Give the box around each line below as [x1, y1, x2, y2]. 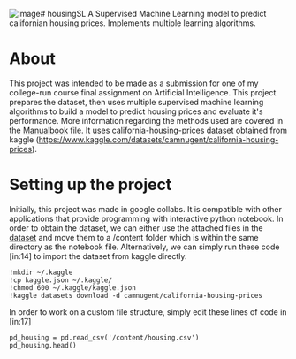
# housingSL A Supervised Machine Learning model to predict [40, 9, 267, 19]
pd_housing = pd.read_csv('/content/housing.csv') [9, 332, 200, 342]
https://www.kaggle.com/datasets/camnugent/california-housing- [38, 134, 279, 145]
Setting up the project [9, 175, 172, 195]
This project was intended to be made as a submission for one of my [9, 78, 259, 88]
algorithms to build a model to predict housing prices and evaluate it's [9, 106, 263, 117]
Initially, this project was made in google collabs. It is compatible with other [9, 203, 283, 214]
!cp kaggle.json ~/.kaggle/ [9, 275, 113, 285]
